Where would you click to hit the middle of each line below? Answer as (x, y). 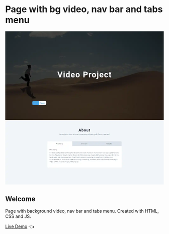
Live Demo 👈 (20, 226)
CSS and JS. (18, 216)
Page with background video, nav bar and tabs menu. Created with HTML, (82, 211)
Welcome (20, 199)
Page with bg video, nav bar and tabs (84, 9)
